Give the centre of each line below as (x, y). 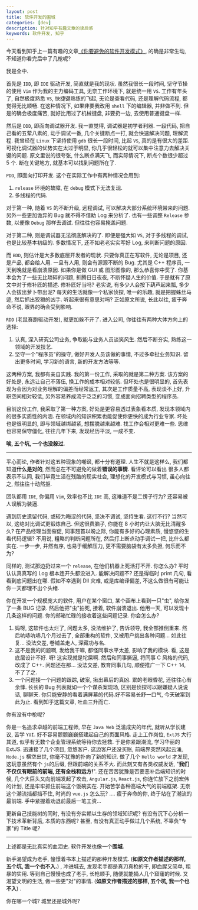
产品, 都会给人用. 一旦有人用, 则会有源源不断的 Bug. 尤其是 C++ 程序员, (97, 263)
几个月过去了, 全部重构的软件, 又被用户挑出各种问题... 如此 (111, 636)
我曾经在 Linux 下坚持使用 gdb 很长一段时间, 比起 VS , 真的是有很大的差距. (102, 141)
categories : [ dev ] (29, 22)
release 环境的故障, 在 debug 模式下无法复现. (68, 188)
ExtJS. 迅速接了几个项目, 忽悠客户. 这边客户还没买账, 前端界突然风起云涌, (95, 749)
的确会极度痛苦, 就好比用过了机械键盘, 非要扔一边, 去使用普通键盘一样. (96, 114)
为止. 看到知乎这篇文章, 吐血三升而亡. (65, 702)
